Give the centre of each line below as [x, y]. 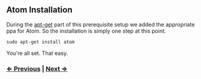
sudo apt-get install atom [41, 42]
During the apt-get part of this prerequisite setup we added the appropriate [100, 24]
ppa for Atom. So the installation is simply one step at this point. [86, 31]
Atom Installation [40, 10]
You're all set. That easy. [37, 53]
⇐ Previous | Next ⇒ [37, 69]
